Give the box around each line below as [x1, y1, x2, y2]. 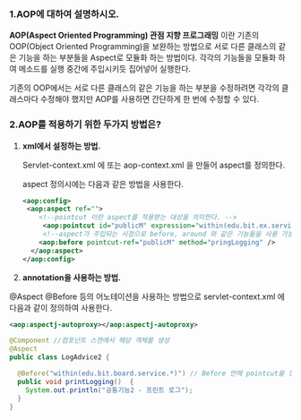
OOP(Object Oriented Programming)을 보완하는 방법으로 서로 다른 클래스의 [9, 41, 277, 52]
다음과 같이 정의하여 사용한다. [9, 302, 113, 313]
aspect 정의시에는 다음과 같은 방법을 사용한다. [21, 178, 185, 189]
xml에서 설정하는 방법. [21, 141, 101, 151]
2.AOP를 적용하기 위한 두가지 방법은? [9, 118, 161, 131]
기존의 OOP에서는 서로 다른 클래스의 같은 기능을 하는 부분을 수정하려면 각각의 [9, 82, 279, 93]
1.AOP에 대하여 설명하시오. [9, 7, 119, 20]
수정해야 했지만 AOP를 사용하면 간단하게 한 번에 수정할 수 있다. [39, 94, 260, 105]
